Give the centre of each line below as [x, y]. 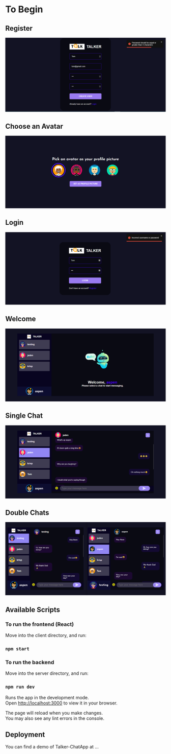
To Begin [24, 9]
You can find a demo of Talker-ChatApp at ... [52, 747]
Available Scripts [33, 610]
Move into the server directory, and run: [47, 673]
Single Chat [24, 416]
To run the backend [30, 662]
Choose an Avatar [34, 126]
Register [19, 28]
